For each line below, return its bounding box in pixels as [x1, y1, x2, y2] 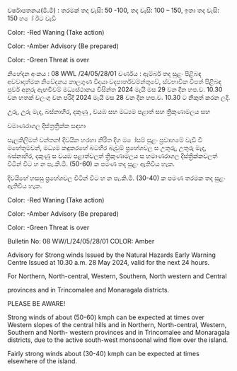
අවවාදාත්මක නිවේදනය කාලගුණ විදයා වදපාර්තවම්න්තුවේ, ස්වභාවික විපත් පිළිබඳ [7, 77, 222, 86]
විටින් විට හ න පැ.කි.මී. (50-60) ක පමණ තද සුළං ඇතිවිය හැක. [7, 159, 175, 168]
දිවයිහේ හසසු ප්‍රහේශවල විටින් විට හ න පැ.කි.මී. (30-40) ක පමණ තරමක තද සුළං [7, 173, 226, 182]
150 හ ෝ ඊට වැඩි [7, 14, 57, 22]
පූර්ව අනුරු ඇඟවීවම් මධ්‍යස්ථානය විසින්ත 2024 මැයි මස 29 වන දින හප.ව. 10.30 [7, 85, 223, 93]
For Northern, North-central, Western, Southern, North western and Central [7, 272, 227, 280]
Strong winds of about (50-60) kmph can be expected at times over [7, 313, 205, 321]
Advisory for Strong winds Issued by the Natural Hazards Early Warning [7, 251, 216, 259]
